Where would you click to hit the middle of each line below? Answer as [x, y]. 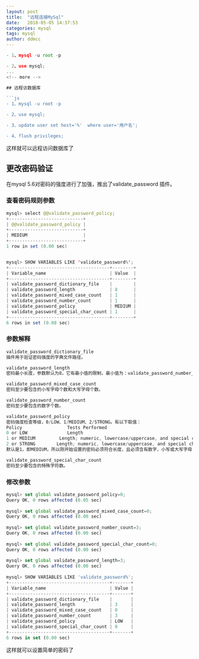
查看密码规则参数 [31, 201]
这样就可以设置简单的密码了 [40, 650]
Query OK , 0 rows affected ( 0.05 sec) [54, 500]
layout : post [22, 12]
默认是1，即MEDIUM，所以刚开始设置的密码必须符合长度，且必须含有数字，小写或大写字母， [101, 450]
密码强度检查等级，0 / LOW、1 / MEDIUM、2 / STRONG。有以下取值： [74, 422]
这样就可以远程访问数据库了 [40, 148]
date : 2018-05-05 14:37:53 [42, 22]
